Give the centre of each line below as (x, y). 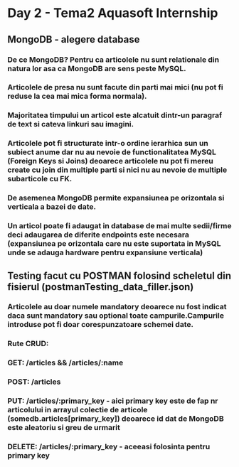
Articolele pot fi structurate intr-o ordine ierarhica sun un (108, 144)
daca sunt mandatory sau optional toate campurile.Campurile (116, 316)
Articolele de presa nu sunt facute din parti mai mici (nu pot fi (115, 87)
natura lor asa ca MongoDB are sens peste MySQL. (97, 68)
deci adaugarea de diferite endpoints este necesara (99, 235)
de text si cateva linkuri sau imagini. (71, 124)
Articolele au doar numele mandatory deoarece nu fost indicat (117, 307)
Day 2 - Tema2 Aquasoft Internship (113, 13)
